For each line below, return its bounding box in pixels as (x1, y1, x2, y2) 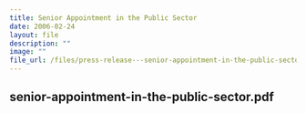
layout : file (9, 30, 59, 39)
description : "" (9, 38, 71, 48)
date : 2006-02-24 (9, 22, 76, 31)
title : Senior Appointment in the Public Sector (9, 13, 198, 23)
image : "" (9, 47, 47, 56)
